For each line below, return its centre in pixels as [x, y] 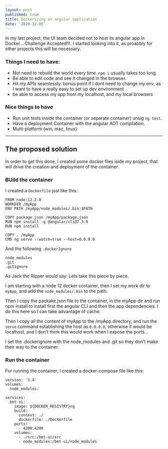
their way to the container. [32, 347]
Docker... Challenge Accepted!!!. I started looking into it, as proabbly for [79, 44]
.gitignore [16, 267]
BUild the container [29, 180]
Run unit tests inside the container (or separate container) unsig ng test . [87, 118]
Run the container [27, 360]
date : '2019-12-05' [25, 24]
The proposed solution [41, 149]
